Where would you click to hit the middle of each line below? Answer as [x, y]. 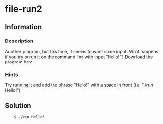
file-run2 [24, 9]
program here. [20, 62]
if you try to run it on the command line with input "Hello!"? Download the [79, 57]
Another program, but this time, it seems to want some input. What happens [82, 51]
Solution [18, 106]
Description [19, 41]
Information [24, 27]
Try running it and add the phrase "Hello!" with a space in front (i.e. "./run [79, 85]
